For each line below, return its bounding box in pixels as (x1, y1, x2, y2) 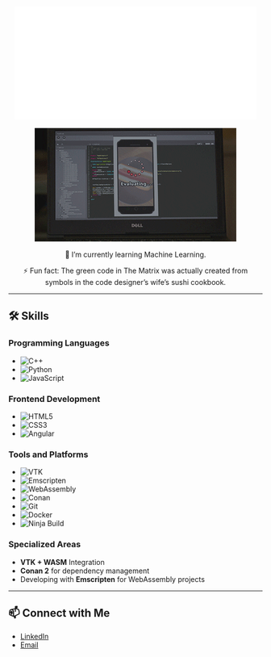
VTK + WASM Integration (19, 557, 105, 567)
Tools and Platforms (8, 449, 89, 460)
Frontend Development (8, 393, 101, 404)
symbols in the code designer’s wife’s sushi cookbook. (44, 278, 227, 287)
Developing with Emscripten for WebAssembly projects (19, 574, 206, 584)
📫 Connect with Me (8, 606, 110, 620)
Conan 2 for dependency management (19, 566, 150, 575)
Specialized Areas (8, 539, 81, 550)
